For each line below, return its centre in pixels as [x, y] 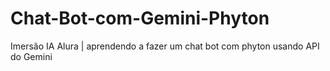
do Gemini [31, 56]
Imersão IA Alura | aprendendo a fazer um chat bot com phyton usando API [165, 46]
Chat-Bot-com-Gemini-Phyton [140, 18]
